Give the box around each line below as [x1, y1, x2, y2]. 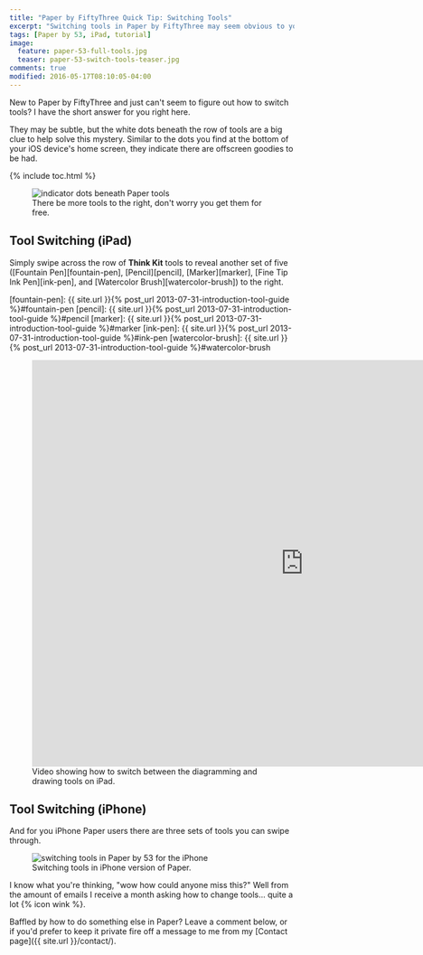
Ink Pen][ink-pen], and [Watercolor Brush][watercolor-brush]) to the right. [9, 276, 284, 287]
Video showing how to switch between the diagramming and [32, 765, 258, 777]
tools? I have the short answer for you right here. [9, 106, 191, 117]
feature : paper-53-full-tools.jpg [17, 47, 147, 56]
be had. [9, 153, 38, 164]
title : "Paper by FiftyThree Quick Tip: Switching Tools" [9, 13, 232, 23]
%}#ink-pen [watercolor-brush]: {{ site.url [123, 332, 279, 343]
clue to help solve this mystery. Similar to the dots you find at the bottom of [9, 133, 289, 145]
